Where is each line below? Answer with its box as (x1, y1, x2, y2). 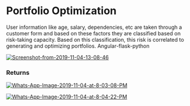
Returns (6, 68, 30, 77)
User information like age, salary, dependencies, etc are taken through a (6, 24, 182, 31)
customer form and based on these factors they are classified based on (6, 29, 181, 37)
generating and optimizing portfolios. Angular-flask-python (6, 42, 150, 49)
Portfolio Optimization (6, 4, 117, 18)
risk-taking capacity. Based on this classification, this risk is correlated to (6, 36, 185, 43)
